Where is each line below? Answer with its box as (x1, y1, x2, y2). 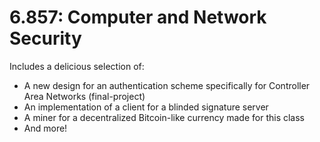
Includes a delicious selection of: (9, 60, 145, 72)
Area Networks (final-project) (23, 90, 146, 102)
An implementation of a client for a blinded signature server (23, 101, 269, 113)
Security (9, 27, 82, 50)
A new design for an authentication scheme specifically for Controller (23, 79, 311, 91)
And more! (23, 122, 68, 134)
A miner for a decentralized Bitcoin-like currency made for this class (23, 111, 306, 123)
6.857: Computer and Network (9, 6, 267, 29)
